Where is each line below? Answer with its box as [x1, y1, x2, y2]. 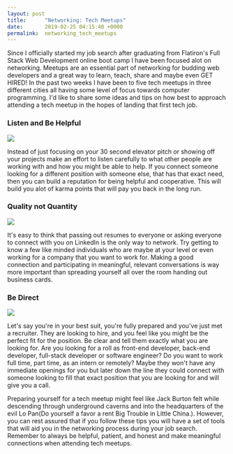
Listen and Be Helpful [7, 118, 82, 128]
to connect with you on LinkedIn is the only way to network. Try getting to [7, 238, 219, 247]
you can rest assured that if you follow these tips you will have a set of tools [7, 417, 225, 425]
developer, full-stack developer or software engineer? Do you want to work [7, 351, 223, 360]
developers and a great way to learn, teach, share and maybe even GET [7, 71, 213, 80]
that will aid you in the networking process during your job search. [7, 424, 197, 433]
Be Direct [7, 293, 40, 302]
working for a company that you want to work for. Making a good [7, 253, 194, 261]
